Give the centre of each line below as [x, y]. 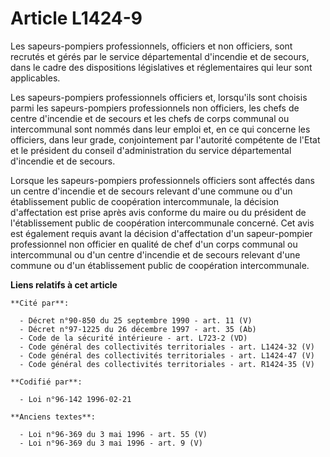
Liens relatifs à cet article [64, 284]
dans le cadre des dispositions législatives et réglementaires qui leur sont [161, 67]
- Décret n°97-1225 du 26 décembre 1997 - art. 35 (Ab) [138, 329]
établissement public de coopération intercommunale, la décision [145, 201]
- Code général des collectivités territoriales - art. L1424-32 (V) [167, 347]
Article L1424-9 [76, 18]
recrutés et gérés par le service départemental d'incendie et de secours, [160, 56]
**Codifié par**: [46, 382]
